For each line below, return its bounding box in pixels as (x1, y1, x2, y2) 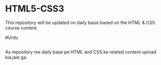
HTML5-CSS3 (5, 3, 64, 14)
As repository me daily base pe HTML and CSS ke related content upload (5, 49, 156, 55)
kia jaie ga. (5, 54, 28, 60)
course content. (5, 24, 38, 30)
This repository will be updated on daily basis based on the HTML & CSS (5, 19, 155, 25)
